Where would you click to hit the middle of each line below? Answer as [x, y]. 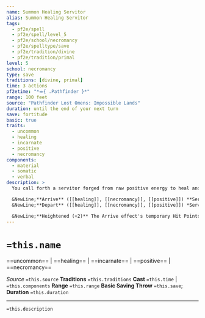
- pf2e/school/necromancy [45, 40]
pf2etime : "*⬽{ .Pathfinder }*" [48, 92]
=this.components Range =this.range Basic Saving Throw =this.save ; [95, 286]
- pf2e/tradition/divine [43, 52]
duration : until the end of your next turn [63, 109]
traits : [16, 126]
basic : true [21, 120]
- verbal [23, 177]
